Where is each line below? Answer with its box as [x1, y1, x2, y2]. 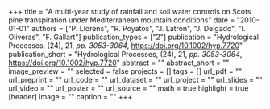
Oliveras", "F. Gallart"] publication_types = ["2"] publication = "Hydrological [8, 32, 260, 42]
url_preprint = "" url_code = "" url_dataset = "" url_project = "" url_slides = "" [8, 75, 263, 84]
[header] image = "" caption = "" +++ [8, 92, 133, 101]
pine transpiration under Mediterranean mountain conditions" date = [8, 15, 235, 25]
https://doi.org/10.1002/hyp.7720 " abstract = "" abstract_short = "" [8, 58, 230, 67]
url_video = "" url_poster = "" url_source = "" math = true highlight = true [8, 83, 249, 93]
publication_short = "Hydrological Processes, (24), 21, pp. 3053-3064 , [8, 50, 243, 59]
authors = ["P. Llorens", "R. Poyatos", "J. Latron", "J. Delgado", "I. [31, 24, 246, 33]
